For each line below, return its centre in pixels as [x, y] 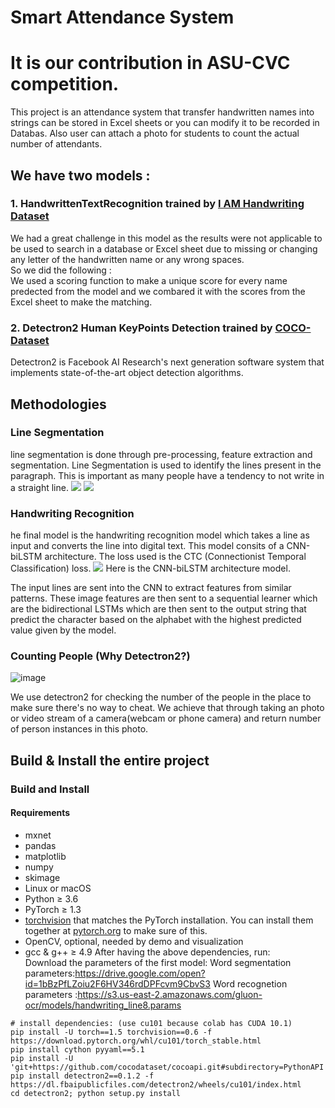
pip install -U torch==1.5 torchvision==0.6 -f [111, 1032]
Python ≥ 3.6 [51, 898]
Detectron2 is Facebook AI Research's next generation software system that [167, 362]
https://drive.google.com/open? [140, 973]
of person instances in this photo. [79, 729]
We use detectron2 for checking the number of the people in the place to [161, 697]
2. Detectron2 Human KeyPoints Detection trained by [141, 328]
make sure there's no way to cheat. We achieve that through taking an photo [167, 708]
